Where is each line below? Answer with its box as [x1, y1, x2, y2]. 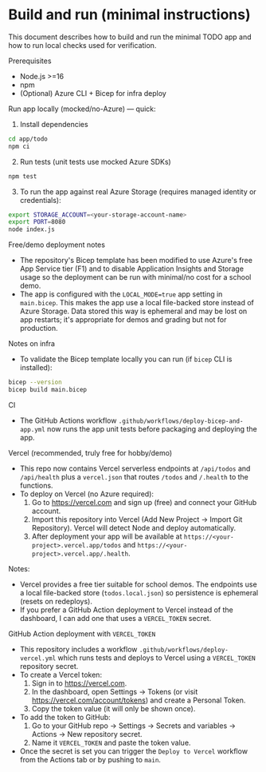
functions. [19, 480, 53, 490]
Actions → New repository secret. [31, 729, 143, 738]
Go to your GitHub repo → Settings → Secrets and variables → [31, 721, 237, 730]
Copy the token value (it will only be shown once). [31, 703, 196, 713]
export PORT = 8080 [8, 218, 66, 226]
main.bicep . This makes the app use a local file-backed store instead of [19, 298, 255, 308]
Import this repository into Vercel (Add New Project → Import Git [31, 514, 243, 524]
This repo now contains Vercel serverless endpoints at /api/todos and [19, 464, 251, 473]
